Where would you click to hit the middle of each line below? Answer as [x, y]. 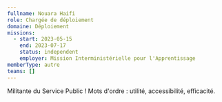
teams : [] [21, 71]
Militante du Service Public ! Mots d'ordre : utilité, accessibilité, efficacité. [111, 91]
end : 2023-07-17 [43, 45]
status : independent [49, 52]
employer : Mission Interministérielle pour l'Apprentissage [108, 59]
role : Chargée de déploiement [51, 20]
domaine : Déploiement [38, 26]
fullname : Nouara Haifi [41, 13]
